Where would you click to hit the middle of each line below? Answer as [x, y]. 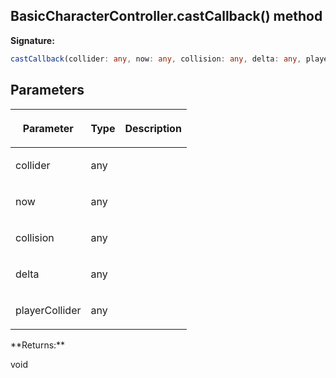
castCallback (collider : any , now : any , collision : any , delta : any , [156, 59]
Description [153, 128]
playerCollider [48, 310]
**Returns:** [38, 345]
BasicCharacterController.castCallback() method [166, 16]
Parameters [47, 90]
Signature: [32, 40]
